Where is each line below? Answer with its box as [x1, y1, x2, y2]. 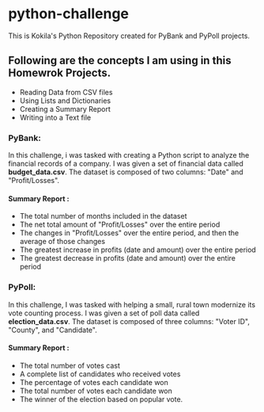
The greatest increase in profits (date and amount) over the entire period [19, 245, 257, 254]
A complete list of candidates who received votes [19, 369, 181, 379]
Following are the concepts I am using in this [8, 54, 232, 67]
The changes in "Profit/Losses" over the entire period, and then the [19, 228, 239, 238]
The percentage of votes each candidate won [19, 377, 168, 387]
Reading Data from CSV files [19, 87, 113, 97]
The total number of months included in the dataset [19, 212, 187, 221]
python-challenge [8, 5, 129, 23]
